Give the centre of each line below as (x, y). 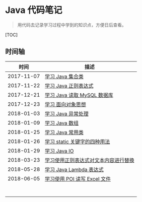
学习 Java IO (59, 151)
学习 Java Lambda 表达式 (74, 169)
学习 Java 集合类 (64, 76)
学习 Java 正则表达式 (69, 86)
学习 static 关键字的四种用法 (77, 141)
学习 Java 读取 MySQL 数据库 (79, 95)
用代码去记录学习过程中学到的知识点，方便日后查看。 (72, 25)
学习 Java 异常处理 (67, 114)
